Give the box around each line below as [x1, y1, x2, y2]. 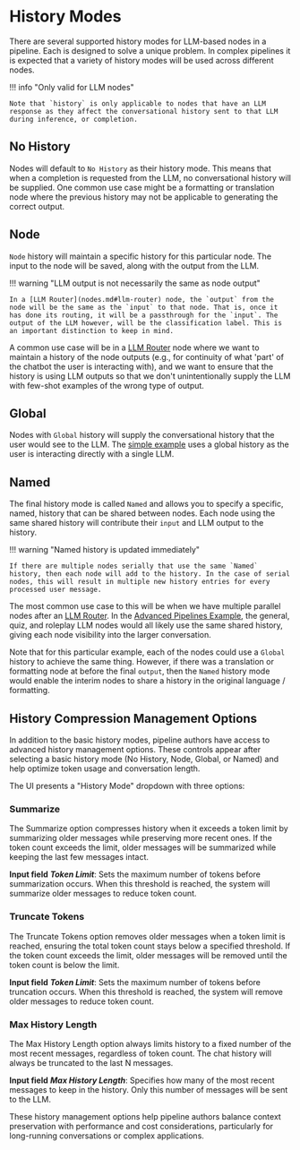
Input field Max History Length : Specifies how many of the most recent [9, 1075, 275, 1086]
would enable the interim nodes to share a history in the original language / [9, 675, 286, 686]
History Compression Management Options [9, 710, 258, 726]
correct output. [9, 201, 65, 211]
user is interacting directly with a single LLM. [9, 449, 175, 459]
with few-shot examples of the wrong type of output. [9, 380, 204, 390]
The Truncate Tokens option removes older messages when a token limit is [9, 931, 286, 941]
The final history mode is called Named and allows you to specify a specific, [9, 499, 284, 510]
